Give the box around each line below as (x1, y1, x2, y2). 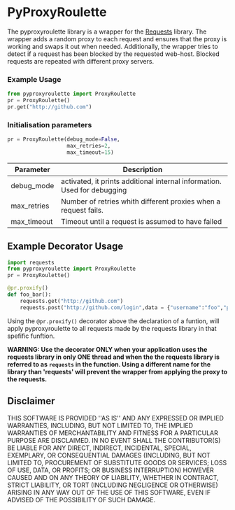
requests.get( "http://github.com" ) (20, 297, 124, 304)
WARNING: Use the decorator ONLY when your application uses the (7, 345, 208, 353)
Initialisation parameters (7, 120, 92, 129)
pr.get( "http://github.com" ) (7, 103, 92, 111)
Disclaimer (7, 395, 55, 407)
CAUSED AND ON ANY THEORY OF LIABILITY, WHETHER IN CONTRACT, (7, 473, 219, 481)
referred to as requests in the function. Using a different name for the (7, 360, 211, 368)
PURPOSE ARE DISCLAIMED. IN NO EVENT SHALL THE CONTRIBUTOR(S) (7, 436, 221, 444)
